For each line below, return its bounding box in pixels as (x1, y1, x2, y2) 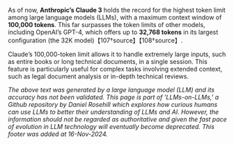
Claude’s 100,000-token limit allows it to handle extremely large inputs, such (8, 50, 226, 58)
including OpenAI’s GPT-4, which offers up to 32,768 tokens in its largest (8, 28, 219, 36)
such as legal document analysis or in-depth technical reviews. (8, 72, 189, 80)
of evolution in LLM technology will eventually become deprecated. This (8, 123, 215, 130)
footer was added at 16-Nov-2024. (8, 130, 108, 138)
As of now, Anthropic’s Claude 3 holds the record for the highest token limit (8, 6, 226, 14)
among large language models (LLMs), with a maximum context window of (8, 13, 222, 22)
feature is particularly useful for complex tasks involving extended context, (8, 65, 223, 73)
